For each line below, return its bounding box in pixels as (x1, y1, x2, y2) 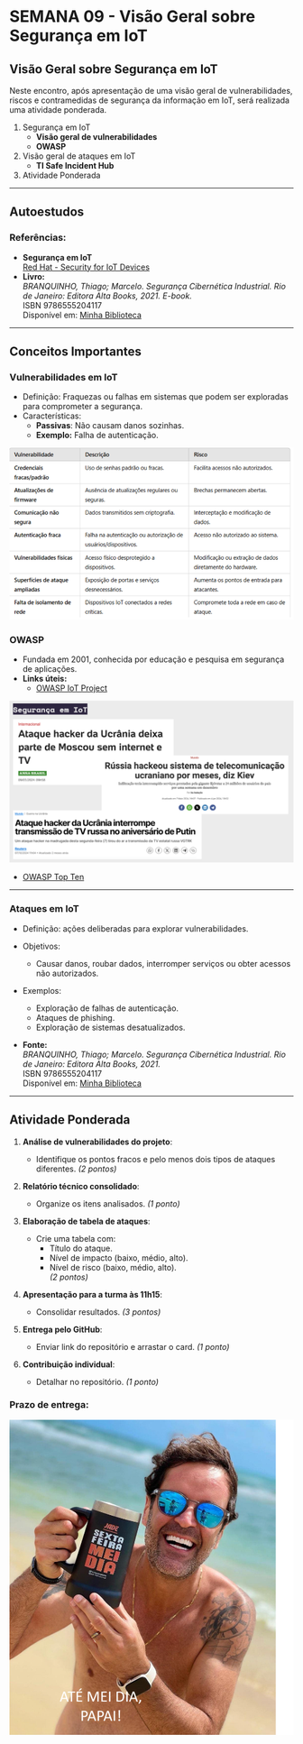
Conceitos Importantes (9, 344, 142, 360)
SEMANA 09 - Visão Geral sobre (9, 6, 255, 27)
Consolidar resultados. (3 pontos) (35, 1306, 161, 1317)
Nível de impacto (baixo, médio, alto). (49, 1252, 188, 1263)
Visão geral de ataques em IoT (22, 151, 136, 161)
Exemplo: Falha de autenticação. (35, 430, 160, 441)
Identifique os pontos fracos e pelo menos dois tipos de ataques (35, 1153, 276, 1164)
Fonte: (22, 1039, 48, 1050)
